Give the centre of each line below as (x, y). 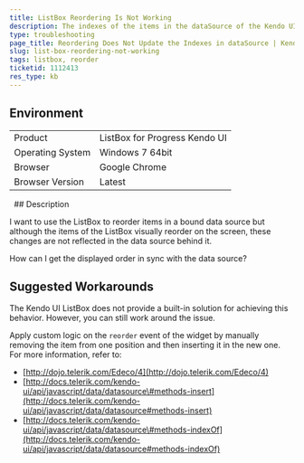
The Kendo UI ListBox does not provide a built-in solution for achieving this (149, 308)
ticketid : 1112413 (44, 69)
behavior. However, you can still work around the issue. (112, 318)
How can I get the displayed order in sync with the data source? (128, 258)
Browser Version (49, 182)
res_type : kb (34, 77)
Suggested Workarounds (81, 286)
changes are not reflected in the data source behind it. (111, 241)
